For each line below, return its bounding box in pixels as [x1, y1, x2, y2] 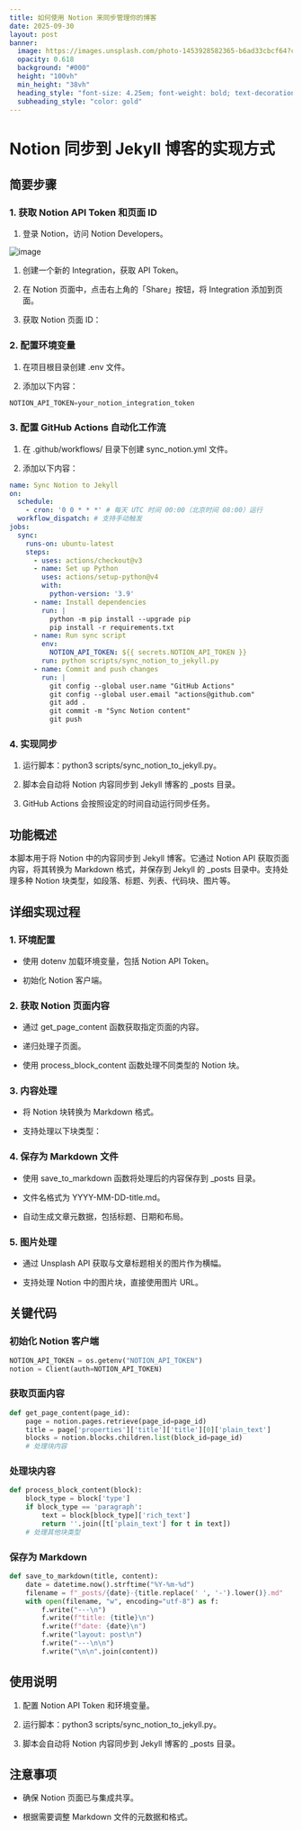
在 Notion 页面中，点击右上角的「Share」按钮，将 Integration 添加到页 [22, 284, 283, 295]
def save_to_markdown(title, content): [9, 1572, 159, 1581]
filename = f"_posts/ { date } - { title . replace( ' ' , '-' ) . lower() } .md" [25, 1588, 284, 1598]
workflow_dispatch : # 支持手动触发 [17, 514, 143, 523]
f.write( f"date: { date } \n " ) [41, 1622, 147, 1631]
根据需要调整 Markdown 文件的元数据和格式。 [22, 1811, 193, 1823]
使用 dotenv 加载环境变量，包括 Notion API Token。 [22, 955, 214, 966]
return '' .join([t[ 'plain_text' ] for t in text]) [41, 1519, 231, 1528]
